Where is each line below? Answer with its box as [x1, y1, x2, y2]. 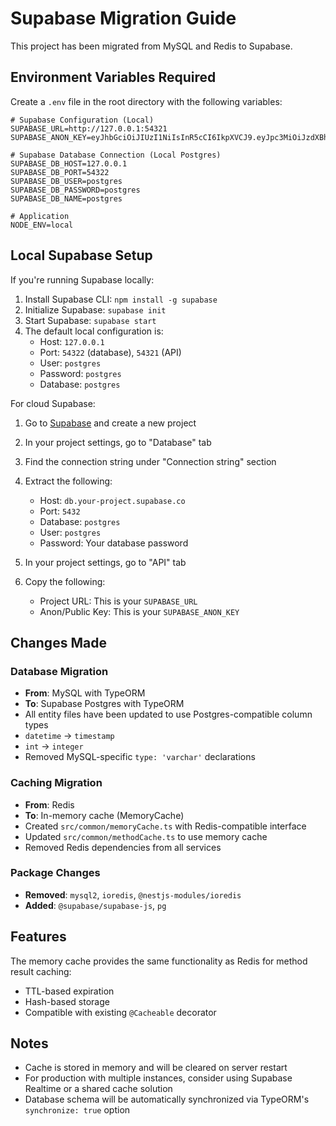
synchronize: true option [24, 1104, 131, 1116]
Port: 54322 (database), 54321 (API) [39, 346, 182, 358]
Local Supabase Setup [10, 247, 153, 264]
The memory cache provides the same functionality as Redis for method [10, 955, 308, 967]
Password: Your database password [39, 537, 189, 549]
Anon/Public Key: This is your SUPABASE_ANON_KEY [39, 605, 240, 617]
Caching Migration [10, 776, 103, 790]
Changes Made [10, 634, 107, 651]
